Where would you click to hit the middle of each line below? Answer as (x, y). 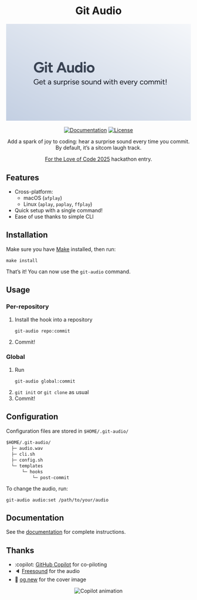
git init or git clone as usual (52, 392)
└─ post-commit (50, 477)
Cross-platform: (34, 192)
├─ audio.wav (27, 448)
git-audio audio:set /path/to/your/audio (57, 500)
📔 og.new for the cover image (50, 579)
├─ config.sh (27, 460)
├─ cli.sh (23, 454)
